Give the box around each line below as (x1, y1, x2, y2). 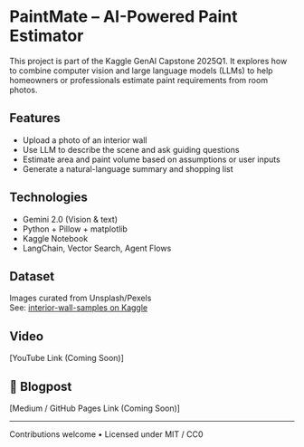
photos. (9, 84, 38, 95)
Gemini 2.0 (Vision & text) (22, 214, 119, 224)
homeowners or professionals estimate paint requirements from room (9, 74, 269, 85)
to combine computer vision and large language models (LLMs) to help (9, 65, 273, 76)
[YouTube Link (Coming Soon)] (9, 353, 125, 364)
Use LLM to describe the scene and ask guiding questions (22, 144, 240, 155)
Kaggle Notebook (22, 233, 89, 243)
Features (9, 110, 61, 126)
